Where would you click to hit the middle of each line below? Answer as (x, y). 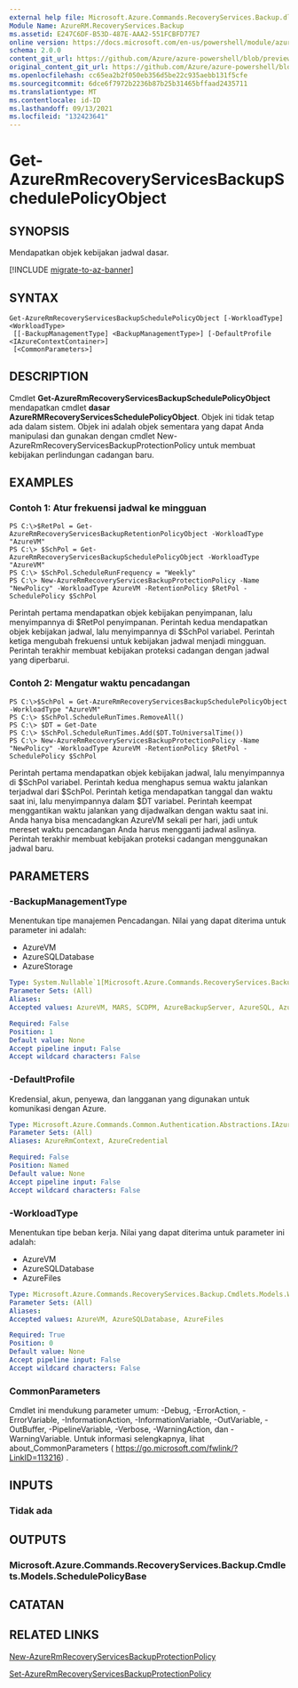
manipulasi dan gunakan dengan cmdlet (82, 436)
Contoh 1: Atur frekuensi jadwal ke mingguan (108, 508)
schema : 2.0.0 (35, 51)
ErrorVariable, (35, 1420)
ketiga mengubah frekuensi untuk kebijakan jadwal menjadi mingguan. (138, 641)
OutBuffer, (28, 1429)
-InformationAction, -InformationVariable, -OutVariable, (162, 1420)
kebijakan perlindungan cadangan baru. (82, 454)
